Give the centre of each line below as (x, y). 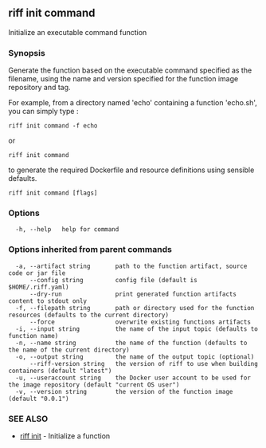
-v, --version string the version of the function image (124, 391)
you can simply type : (43, 112)
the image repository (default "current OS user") (94, 385)
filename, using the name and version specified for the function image (123, 79)
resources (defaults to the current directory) (89, 315)
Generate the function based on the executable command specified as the (130, 70)
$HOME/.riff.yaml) (39, 287)
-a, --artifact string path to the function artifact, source (131, 266)
